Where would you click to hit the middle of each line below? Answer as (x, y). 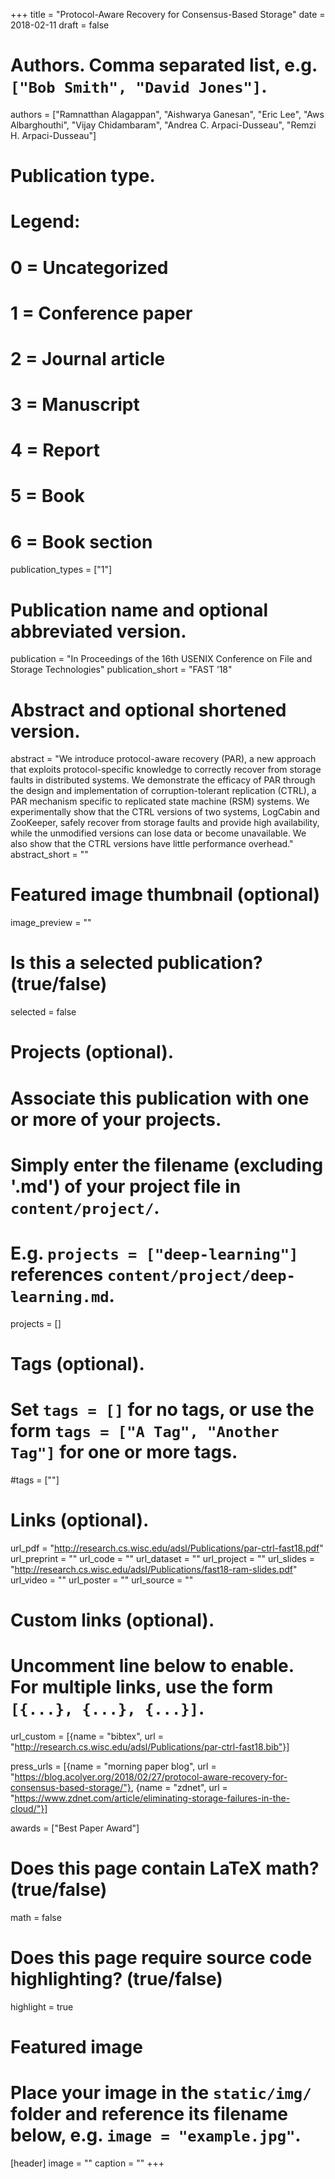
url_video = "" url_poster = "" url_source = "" (102, 1580)
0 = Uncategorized (89, 267)
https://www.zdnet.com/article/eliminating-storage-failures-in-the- (152, 1798)
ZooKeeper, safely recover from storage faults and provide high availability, (165, 823)
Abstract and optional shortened (148, 710)
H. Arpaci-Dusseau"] (53, 135)
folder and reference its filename (149, 2114)
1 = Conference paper (101, 313)
